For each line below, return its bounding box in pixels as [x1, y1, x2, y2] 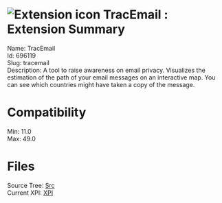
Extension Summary [7, 21, 126, 37]
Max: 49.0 [7, 134, 36, 143]
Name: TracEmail [7, 44, 56, 52]
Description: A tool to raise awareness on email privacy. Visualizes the [7, 66, 206, 74]
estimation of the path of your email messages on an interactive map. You [7, 73, 216, 82]
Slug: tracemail [7, 58, 49, 67]
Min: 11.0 [7, 127, 32, 135]
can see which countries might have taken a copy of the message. [7, 80, 195, 88]
